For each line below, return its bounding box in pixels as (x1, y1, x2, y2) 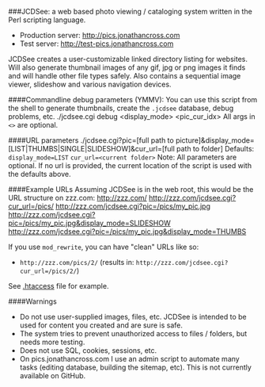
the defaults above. (8, 170, 71, 178)
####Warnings (8, 297, 57, 306)
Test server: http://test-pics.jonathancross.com (19, 39, 174, 48)
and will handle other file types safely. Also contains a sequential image (8, 71, 241, 80)
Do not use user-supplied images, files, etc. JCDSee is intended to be (19, 312, 247, 321)
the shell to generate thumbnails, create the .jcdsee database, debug (8, 103, 234, 113)
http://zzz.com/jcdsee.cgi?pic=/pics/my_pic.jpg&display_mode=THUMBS (8, 227, 247, 236)
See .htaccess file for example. (8, 282, 109, 290)
